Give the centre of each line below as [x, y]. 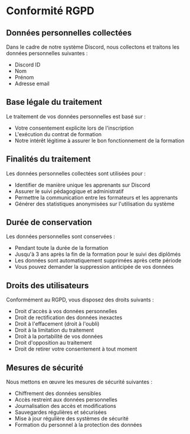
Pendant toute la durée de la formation [61, 248]
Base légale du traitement [54, 102]
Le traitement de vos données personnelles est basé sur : [76, 116]
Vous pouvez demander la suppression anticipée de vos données [94, 267]
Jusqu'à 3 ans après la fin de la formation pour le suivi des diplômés [98, 254]
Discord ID [27, 65]
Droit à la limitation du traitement [54, 330]
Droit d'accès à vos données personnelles [66, 311]
